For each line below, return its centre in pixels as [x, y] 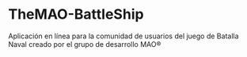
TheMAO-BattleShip [76, 14]
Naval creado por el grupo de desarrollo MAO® [85, 44]
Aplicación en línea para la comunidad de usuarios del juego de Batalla [123, 36]
